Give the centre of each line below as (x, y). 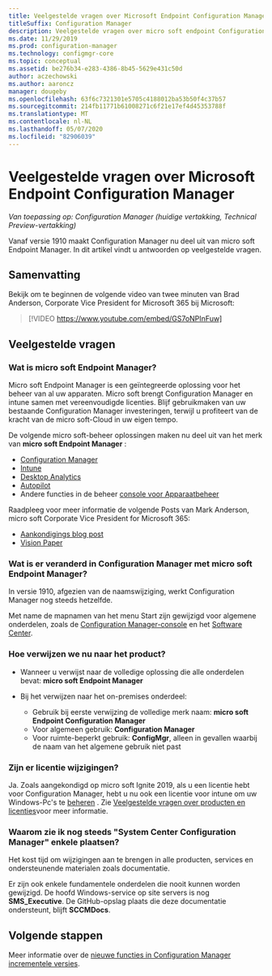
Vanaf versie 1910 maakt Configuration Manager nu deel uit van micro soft (132, 241)
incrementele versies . (45, 964)
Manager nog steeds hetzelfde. (61, 600)
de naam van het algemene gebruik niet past (106, 746)
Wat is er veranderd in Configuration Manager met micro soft (130, 563)
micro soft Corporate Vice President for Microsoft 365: (99, 518)
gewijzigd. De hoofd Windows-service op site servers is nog (109, 892)
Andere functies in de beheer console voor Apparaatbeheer (120, 494)
